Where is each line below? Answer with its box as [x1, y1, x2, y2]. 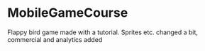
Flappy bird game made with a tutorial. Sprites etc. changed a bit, [7, 28, 199, 36]
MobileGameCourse [7, 5, 128, 21]
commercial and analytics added [7, 35, 103, 43]
